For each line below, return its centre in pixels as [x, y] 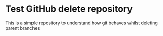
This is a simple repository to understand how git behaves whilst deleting [82, 23]
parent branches [23, 28]
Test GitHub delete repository [69, 9]
